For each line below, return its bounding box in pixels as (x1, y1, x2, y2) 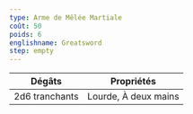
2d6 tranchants (13, 91, 79, 103)
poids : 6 (9, 30, 42, 39)
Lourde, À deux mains (87, 91, 180, 103)
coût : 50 (9, 22, 42, 31)
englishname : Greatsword (9, 38, 102, 48)
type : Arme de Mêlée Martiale (9, 13, 123, 22)
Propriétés (110, 75, 157, 88)
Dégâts (30, 75, 63, 88)
